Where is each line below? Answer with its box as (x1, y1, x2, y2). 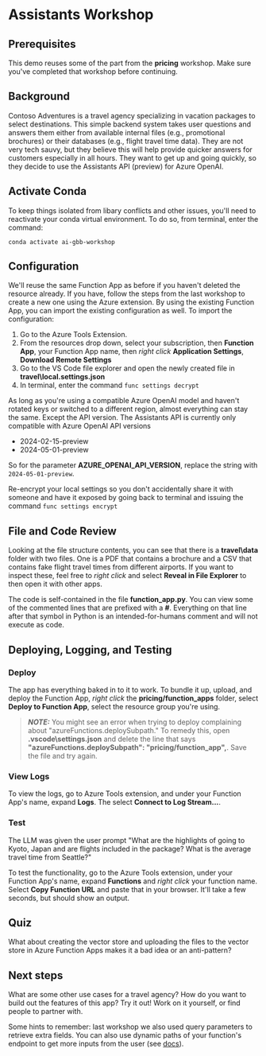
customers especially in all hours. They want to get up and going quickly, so (8, 153, 256, 162)
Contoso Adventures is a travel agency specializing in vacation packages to (8, 111, 256, 120)
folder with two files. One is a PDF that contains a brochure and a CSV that (8, 554, 253, 564)
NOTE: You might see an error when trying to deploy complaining (27, 717, 242, 727)
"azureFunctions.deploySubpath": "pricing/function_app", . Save (27, 742, 248, 752)
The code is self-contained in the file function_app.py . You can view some (8, 595, 254, 604)
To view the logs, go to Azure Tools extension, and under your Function (8, 789, 242, 798)
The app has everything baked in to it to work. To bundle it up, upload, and (8, 685, 253, 694)
